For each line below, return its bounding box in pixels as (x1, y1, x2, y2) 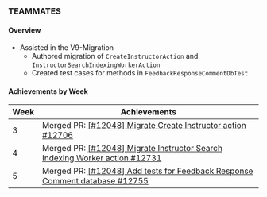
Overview (8, 25, 41, 35)
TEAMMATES (8, 6, 61, 17)
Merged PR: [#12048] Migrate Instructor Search (42, 143, 222, 154)
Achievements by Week (8, 86, 89, 96)
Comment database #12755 (42, 176, 149, 187)
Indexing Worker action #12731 (42, 153, 162, 164)
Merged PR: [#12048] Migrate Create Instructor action (42, 120, 246, 131)
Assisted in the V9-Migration (19, 43, 114, 52)
